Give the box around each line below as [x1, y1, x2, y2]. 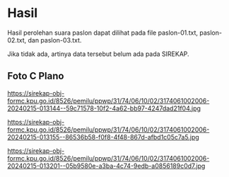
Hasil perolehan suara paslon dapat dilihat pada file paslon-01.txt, [7, 28, 199, 37]
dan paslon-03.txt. [28, 35, 82, 44]
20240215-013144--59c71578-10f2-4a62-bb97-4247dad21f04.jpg [7, 104, 201, 113]
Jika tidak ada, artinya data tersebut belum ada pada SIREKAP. [7, 50, 189, 58]
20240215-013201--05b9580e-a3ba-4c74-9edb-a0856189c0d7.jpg [7, 161, 206, 170]
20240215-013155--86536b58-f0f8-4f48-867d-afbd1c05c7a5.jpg [7, 132, 199, 141]
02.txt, [7, 35, 27, 44]
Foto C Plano [7, 70, 64, 82]
